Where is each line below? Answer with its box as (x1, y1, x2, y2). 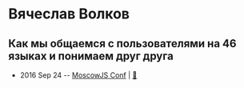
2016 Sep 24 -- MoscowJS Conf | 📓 (19, 70, 138, 80)
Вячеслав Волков (8, 5, 130, 23)
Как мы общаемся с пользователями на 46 (8, 37, 237, 50)
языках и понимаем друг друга (8, 49, 174, 62)
